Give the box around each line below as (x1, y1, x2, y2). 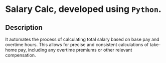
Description (5, 23, 43, 32)
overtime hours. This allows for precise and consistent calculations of (5, 42, 149, 48)
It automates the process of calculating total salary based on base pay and (5, 36, 159, 42)
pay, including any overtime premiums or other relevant (18, 47, 132, 53)
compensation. (5, 52, 36, 58)
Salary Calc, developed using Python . (5, 3, 161, 15)
